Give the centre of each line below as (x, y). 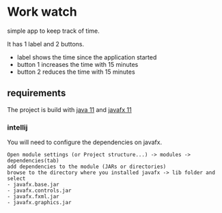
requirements (37, 93)
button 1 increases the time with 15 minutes (78, 64)
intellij (17, 127)
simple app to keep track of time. (54, 31)
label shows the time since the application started (87, 57)
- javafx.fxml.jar (33, 197)
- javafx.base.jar (33, 185)
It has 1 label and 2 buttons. (45, 44)
